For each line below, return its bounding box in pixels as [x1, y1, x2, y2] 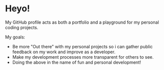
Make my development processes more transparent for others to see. [12, 54, 154, 60]
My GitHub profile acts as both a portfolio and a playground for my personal [5, 19, 159, 25]
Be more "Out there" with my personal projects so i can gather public [12, 43, 153, 49]
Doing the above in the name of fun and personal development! [12, 59, 141, 65]
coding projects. [5, 24, 39, 30]
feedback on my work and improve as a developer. [12, 49, 116, 55]
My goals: [5, 34, 26, 40]
